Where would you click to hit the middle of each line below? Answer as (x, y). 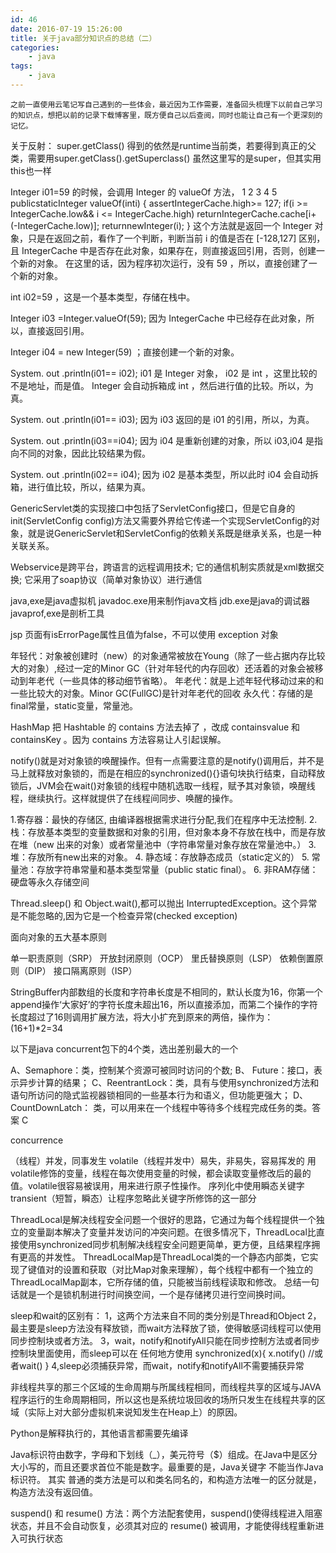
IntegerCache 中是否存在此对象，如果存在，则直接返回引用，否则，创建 (169, 250)
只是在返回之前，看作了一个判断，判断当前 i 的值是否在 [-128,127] (162, 238)
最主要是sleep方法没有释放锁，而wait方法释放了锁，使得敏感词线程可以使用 (166, 1328)
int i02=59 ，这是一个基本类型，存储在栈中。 (103, 297)
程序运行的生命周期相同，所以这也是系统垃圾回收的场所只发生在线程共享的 (163, 1399)
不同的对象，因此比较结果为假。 (84, 453)
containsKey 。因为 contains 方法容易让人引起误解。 (118, 739)
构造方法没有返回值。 (54, 1492)
